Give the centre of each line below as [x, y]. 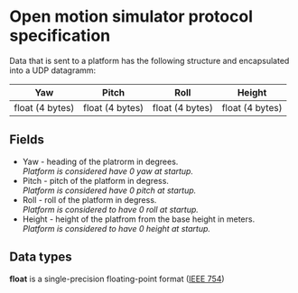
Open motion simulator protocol [131, 17]
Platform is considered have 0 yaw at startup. [108, 171]
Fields [27, 140]
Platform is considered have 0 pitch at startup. [109, 190]
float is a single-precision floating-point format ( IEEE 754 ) [117, 279]
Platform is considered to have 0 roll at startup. [110, 209]
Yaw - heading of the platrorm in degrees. [100, 161]
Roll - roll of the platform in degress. [89, 199]
